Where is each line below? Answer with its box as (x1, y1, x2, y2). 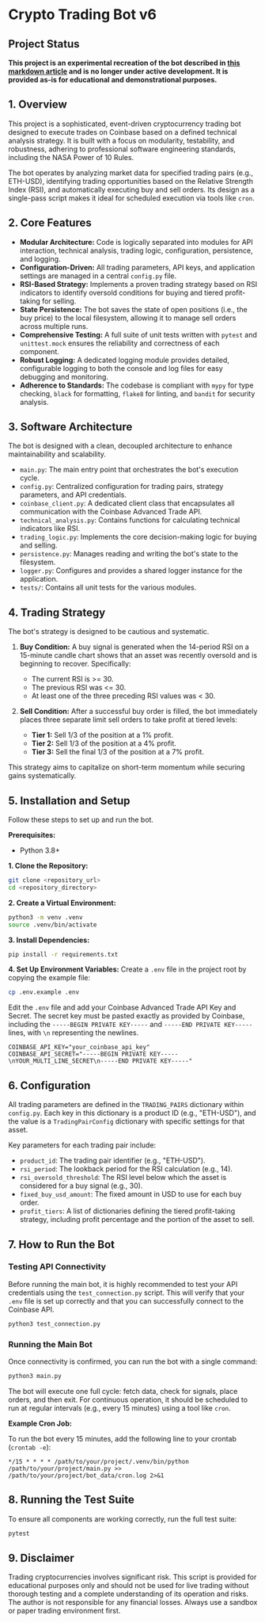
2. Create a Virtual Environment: (8, 898, 116, 907)
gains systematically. (8, 771, 77, 781)
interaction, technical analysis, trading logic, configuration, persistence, (19, 246, 253, 255)
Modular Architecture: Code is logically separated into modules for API (19, 237, 253, 246)
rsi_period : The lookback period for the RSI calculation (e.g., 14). (19, 1164, 233, 1174)
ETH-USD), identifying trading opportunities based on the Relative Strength (8, 176, 253, 185)
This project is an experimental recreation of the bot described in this (8, 58, 240, 67)
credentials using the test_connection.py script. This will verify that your (8, 1288, 245, 1297)
